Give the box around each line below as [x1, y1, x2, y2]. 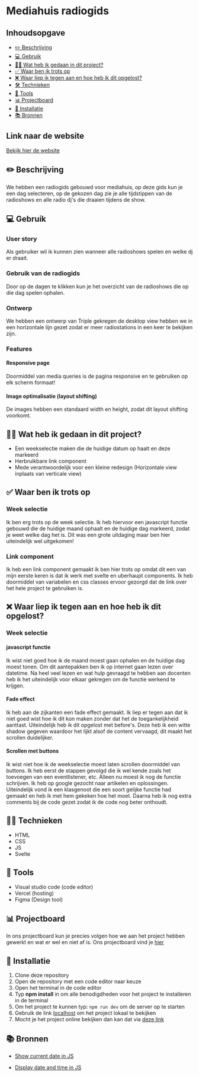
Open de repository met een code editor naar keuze [14, 978, 142, 985]
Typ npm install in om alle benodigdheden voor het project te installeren [14, 990, 191, 998]
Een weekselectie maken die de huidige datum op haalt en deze [14, 445, 171, 452]
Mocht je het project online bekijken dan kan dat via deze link [14, 1016, 165, 1023]
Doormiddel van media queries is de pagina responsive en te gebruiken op [6, 372, 188, 380]
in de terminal [14, 997, 49, 1004]
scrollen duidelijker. [6, 734, 54, 741]
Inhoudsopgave [6, 28, 65, 38]
